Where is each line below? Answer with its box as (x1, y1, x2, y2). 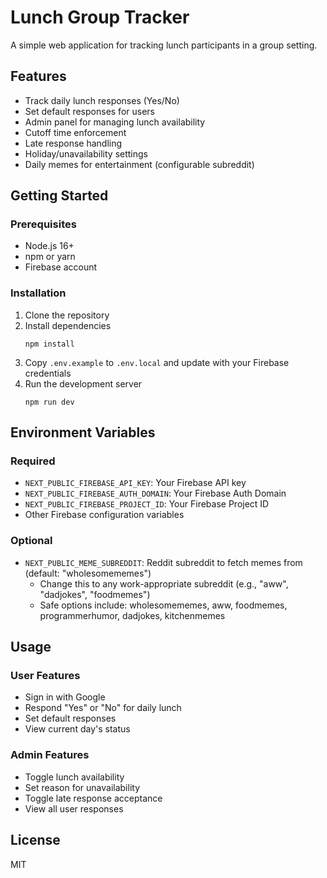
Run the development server (24, 377, 143, 390)
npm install (24, 339, 75, 349)
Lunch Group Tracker (10, 6, 190, 29)
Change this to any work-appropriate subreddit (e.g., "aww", (39, 577, 289, 590)
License (10, 832, 61, 849)
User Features (10, 669, 81, 683)
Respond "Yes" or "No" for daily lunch (24, 702, 182, 714)
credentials (24, 367, 72, 379)
